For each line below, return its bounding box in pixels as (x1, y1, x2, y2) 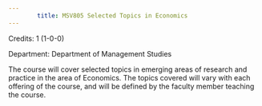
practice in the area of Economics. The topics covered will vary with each (8, 73, 251, 82)
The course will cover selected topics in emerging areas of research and (8, 65, 248, 74)
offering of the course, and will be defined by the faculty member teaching (8, 81, 255, 91)
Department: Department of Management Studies (8, 49, 172, 58)
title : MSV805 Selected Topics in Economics (37, 11, 188, 20)
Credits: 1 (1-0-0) (8, 33, 65, 43)
